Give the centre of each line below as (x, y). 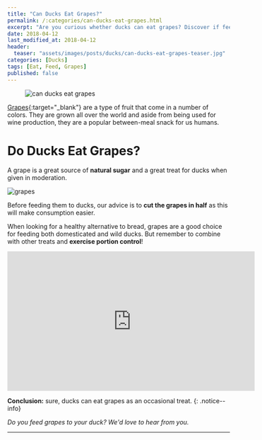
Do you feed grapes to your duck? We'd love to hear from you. (98, 422)
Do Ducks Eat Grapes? (74, 151)
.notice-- (213, 401)
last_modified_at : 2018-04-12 (52, 40)
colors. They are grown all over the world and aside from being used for (112, 115)
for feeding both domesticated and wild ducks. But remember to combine (114, 234)
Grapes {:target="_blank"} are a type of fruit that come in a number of (108, 107)
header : (19, 47)
